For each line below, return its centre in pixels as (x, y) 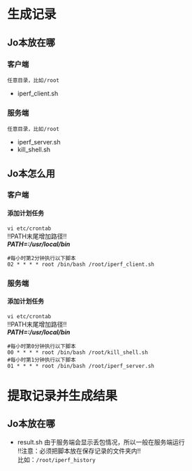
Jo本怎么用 (31, 173)
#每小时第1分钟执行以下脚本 (42, 360)
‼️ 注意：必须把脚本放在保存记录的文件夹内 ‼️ (79, 451)
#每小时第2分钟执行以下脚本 (42, 258)
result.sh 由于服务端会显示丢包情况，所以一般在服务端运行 (101, 442)
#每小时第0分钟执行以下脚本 (42, 346)
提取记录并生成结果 (62, 396)
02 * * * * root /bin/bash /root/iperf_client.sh (81, 264)
